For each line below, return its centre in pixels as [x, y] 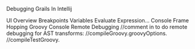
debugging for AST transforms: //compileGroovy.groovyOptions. [87, 33]
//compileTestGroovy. [33, 40]
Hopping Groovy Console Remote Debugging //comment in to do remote [97, 27]
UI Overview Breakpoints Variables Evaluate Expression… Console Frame [98, 20]
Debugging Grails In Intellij [39, 9]
